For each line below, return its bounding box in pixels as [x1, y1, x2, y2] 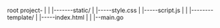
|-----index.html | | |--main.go [38, 13, 124, 21]
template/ [7, 13, 34, 21]
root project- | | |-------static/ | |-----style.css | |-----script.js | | [7, 7, 188, 14]
